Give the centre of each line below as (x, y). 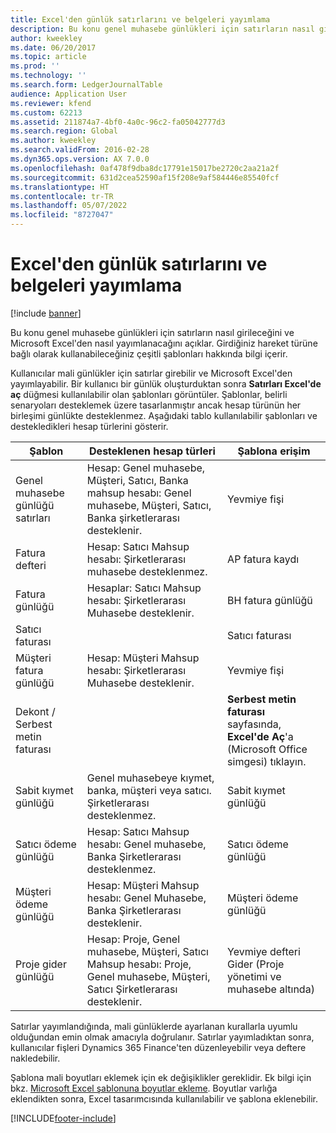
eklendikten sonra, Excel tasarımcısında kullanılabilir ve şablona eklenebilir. (164, 1098)
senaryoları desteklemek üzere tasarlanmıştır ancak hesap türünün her (156, 405)
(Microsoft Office (267, 749)
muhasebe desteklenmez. (147, 571)
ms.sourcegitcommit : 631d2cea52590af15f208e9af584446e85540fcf (145, 177)
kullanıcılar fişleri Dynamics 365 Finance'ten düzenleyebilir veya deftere (158, 1047)
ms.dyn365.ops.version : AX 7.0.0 (80, 159)
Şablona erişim (274, 451)
